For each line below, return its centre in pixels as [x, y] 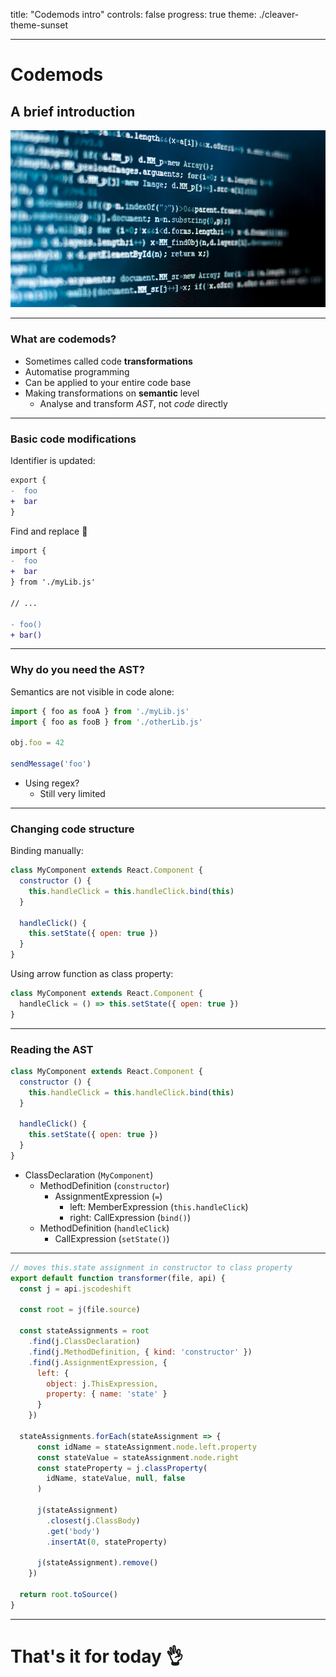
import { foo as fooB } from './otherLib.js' [106, 722]
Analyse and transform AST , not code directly [133, 403]
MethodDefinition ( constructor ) [104, 1185]
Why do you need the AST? [77, 670]
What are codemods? [63, 339]
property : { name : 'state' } [107, 1394]
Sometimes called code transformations [108, 361]
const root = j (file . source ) [80, 1310]
